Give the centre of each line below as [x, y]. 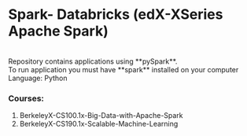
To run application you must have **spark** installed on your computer [124, 69]
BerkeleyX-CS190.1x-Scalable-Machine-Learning [99, 124]
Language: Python [38, 78]
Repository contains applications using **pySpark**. [93, 61]
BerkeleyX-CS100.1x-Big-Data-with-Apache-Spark [101, 116]
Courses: [26, 98]
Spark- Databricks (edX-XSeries [116, 15]
